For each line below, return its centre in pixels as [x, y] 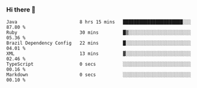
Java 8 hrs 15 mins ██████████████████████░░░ [98, 22]
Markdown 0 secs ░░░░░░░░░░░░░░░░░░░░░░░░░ [98, 75]
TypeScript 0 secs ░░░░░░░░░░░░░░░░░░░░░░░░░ [98, 64]
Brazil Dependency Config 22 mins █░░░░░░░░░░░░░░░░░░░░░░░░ [98, 43]
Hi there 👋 [21, 10]
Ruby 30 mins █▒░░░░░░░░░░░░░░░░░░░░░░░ [98, 33]
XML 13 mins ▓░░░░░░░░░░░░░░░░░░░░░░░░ [98, 54]
